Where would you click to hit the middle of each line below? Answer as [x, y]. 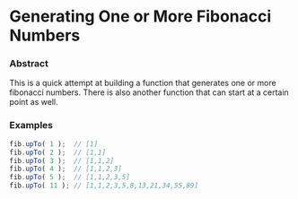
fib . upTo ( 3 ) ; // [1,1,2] [62, 160]
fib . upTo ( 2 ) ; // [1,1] [57, 152]
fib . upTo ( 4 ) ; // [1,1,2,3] [66, 169]
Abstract [29, 64]
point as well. [34, 102]
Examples [31, 125]
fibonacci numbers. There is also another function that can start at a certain [149, 92]
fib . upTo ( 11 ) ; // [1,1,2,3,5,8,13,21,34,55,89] [104, 186]
